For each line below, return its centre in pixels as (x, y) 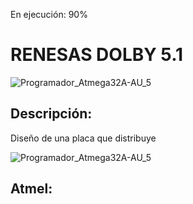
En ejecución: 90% (49, 14)
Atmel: (31, 189)
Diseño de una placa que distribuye (83, 138)
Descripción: (51, 114)
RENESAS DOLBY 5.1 (97, 55)
